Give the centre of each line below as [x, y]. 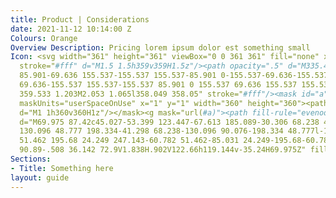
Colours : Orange [44, 38]
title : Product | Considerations [80, 19]
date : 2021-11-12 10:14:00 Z [71, 29]
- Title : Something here [62, 168]
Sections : [31, 159]
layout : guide [40, 177]
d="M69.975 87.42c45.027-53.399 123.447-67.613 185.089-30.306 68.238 [169, 122]
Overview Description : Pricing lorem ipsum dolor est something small [160, 47]
